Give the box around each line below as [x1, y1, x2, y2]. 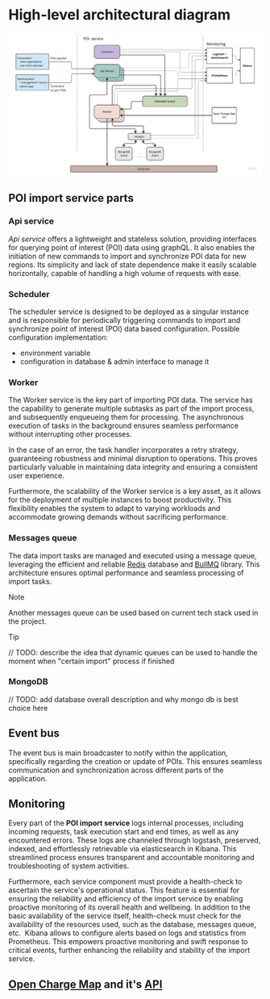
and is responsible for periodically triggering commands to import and [8, 315, 241, 324]
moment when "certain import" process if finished [8, 656, 175, 666]
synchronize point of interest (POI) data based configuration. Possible [8, 324, 240, 333]
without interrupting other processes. [8, 429, 132, 439]
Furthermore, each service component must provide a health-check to [8, 877, 243, 887]
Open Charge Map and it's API [8, 977, 163, 991]
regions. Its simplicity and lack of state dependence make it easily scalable [8, 260, 257, 270]
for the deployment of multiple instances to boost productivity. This [8, 495, 232, 505]
